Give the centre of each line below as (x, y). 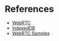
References (29, 9)
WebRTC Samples (31, 33)
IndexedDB (23, 28)
